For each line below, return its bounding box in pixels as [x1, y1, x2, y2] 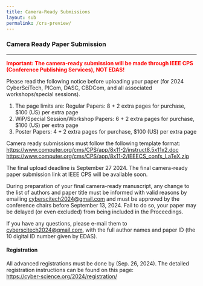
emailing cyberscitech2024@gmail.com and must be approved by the [6, 195, 180, 203]
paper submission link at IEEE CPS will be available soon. [6, 171, 148, 178]
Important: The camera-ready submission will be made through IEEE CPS [6, 59, 193, 67]
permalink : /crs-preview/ [6, 20, 71, 26]
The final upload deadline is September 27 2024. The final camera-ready [6, 164, 188, 171]
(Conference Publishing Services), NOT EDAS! [6, 66, 125, 73]
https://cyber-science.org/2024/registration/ [6, 273, 118, 280]
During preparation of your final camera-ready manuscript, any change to [6, 182, 190, 189]
